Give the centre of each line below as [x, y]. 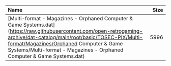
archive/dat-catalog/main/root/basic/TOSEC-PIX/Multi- [75, 37]
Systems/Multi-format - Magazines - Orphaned [66, 50]
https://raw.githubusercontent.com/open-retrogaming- [76, 31]
